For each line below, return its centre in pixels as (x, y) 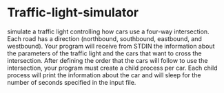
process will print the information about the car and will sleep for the (104, 75)
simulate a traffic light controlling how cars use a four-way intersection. (108, 31)
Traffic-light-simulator (73, 13)
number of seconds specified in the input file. (72, 82)
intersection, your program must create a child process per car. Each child (112, 68)
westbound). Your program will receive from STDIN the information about (111, 46)
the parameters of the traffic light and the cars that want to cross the (104, 53)
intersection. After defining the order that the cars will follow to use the (108, 60)
